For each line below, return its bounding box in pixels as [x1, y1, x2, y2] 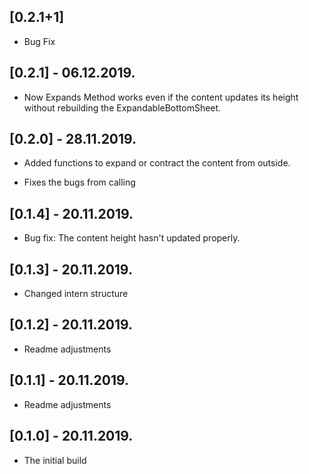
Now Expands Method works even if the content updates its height [23, 91, 299, 103]
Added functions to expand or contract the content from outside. [23, 157, 291, 169]
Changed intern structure [23, 288, 129, 300]
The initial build [23, 454, 87, 466]
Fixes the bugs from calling [23, 176, 136, 189]
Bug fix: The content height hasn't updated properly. [23, 232, 241, 244]
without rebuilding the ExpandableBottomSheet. [23, 101, 222, 114]
